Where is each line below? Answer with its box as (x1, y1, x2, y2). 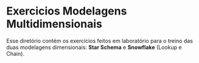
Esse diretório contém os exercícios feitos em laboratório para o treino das (6, 37, 194, 44)
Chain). (6, 50, 25, 57)
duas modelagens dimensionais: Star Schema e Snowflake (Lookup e (6, 44, 182, 51)
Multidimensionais (6, 17, 102, 31)
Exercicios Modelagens (6, 4, 127, 18)
